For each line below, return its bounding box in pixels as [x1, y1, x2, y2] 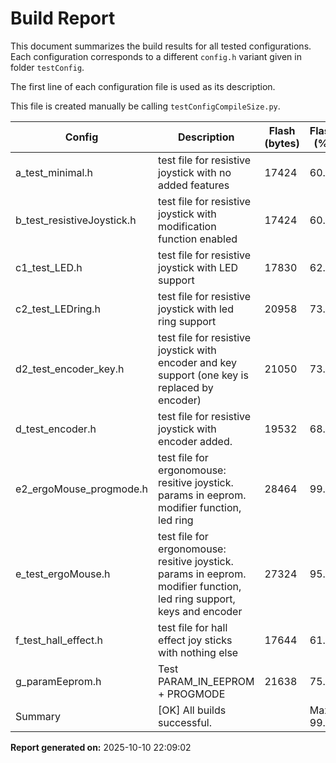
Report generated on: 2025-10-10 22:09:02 [10, 741, 192, 753]
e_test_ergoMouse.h [15, 567, 111, 581]
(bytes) [264, 136, 300, 150]
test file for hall [158, 620, 228, 634]
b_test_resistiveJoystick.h [15, 213, 137, 227]
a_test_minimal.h [15, 165, 94, 179]
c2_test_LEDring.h [15, 302, 102, 316]
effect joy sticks [158, 633, 233, 647]
